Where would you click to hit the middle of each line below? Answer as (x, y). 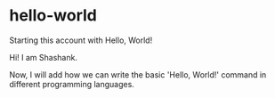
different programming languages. (72, 84)
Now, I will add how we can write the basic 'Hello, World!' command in (138, 74)
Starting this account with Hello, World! (81, 40)
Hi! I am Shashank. (44, 57)
